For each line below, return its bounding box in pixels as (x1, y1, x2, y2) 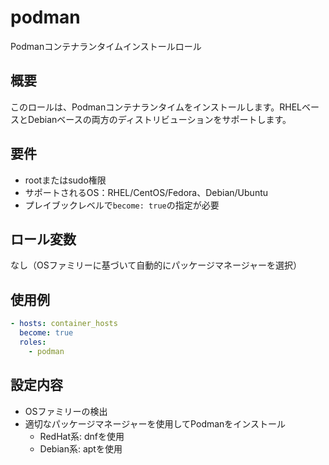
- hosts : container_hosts (10, 319, 118, 329)
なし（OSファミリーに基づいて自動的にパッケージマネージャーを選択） (10, 259, 303, 271)
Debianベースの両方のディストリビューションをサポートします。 (27, 113, 292, 125)
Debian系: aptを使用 (39, 442, 123, 455)
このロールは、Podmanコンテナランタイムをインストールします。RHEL (10, 101, 303, 113)
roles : (19, 337, 47, 347)
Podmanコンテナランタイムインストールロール (10, 40, 202, 52)
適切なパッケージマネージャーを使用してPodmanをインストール (24, 417, 287, 430)
